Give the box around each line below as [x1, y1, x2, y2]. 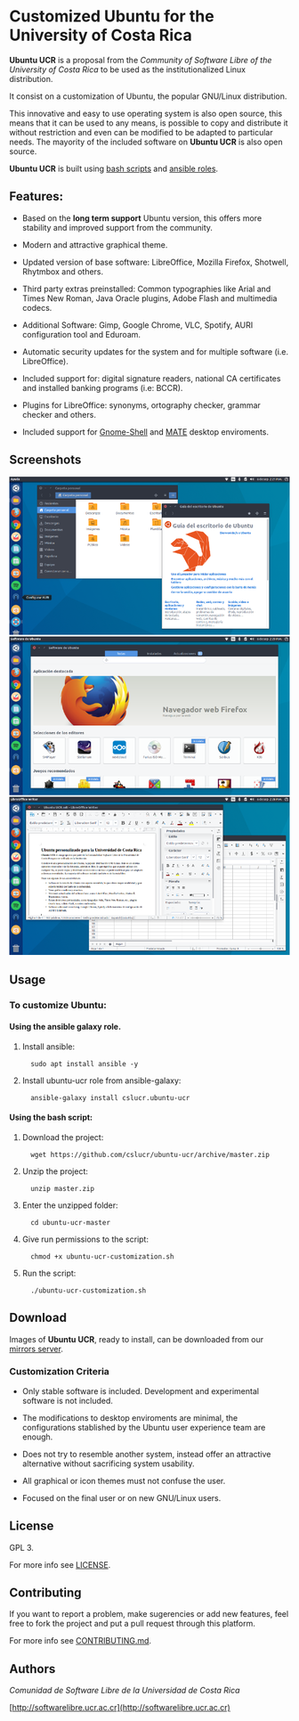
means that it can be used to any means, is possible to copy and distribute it [9, 118, 288, 128]
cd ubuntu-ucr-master [30, 1218, 111, 1227]
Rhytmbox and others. [21, 265, 104, 277]
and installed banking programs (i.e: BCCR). [21, 382, 183, 393]
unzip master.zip [30, 1184, 95, 1193]
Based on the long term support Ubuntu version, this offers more [21, 212, 263, 224]
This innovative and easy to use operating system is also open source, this [9, 108, 283, 118]
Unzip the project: [21, 1165, 89, 1177]
